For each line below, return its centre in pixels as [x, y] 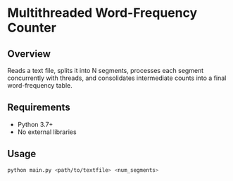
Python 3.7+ [35, 124]
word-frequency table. [40, 85]
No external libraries [47, 132]
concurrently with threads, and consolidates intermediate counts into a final [117, 78]
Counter [32, 28]
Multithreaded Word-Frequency [102, 13]
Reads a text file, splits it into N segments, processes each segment [106, 71]
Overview [29, 54]
